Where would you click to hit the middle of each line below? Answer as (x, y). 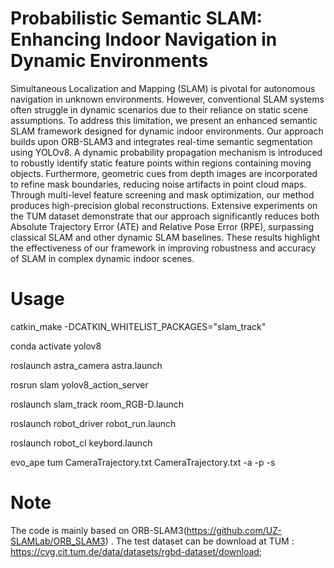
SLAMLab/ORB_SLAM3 (58, 541)
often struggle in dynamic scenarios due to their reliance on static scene (159, 109)
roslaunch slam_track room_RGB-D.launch (97, 404)
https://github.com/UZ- (234, 530)
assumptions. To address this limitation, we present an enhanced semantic (164, 120)
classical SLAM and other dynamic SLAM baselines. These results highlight (165, 237)
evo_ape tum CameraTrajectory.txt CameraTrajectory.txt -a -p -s (143, 462)
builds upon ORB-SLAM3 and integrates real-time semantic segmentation (161, 141)
